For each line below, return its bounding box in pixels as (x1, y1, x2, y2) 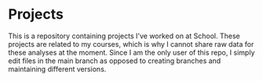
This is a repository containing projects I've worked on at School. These (8, 31, 241, 40)
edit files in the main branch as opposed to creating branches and (8, 56, 221, 65)
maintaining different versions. (8, 64, 107, 73)
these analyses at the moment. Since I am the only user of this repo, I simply (8, 48, 255, 57)
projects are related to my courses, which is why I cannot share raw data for (8, 39, 254, 48)
